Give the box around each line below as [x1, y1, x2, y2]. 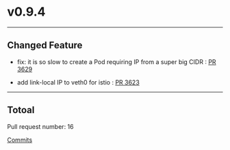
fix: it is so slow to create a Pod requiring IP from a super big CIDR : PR [16, 57, 217, 65]
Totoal [7, 104, 35, 116]
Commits [7, 136, 33, 144]
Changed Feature [7, 40, 83, 51]
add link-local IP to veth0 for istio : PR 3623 [16, 78, 140, 86]
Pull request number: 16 [7, 122, 74, 130]
